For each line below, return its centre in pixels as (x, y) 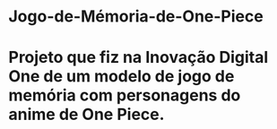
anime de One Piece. (87, 115)
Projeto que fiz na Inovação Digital (138, 58)
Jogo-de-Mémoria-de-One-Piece (136, 17)
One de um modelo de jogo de (121, 77)
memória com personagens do (125, 95)
